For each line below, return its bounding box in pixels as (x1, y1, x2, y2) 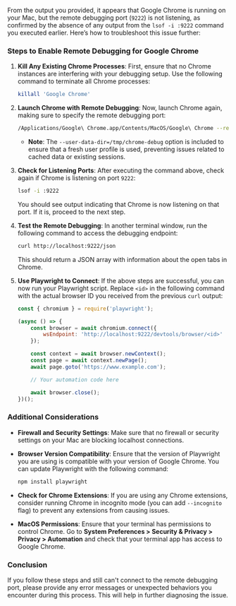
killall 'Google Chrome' (17, 91, 91, 98)
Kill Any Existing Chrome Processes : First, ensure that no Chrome (17, 62, 211, 71)
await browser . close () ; (30, 388, 100, 396)
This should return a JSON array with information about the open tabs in (17, 255, 228, 263)
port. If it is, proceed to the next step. (17, 208, 126, 216)
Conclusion (7, 559, 48, 569)
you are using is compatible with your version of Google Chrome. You (17, 457, 220, 465)
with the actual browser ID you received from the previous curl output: (17, 291, 223, 299)
